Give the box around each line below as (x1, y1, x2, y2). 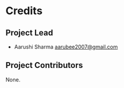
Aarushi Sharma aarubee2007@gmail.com (14, 43, 118, 50)
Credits (5, 4, 43, 18)
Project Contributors (5, 60, 84, 70)
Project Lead (5, 28, 53, 38)
